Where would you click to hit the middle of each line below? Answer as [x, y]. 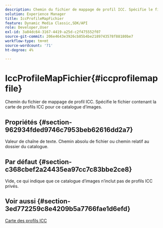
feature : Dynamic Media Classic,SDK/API [47, 23]
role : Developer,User [27, 28]
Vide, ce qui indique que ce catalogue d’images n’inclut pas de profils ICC [79, 181]
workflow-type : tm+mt [27, 41]
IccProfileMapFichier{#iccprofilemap [81, 78]
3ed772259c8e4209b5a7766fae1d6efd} [68, 209]
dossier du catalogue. [27, 147]
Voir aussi [20, 201]
